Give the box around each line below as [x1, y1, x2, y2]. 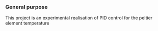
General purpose [5, 3, 48, 10]
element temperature [5, 20, 49, 26]
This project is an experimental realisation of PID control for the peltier [5, 15, 153, 21]
